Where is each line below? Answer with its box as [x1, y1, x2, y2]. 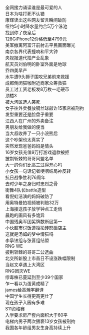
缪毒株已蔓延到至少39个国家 [5, 274, 63, 280]
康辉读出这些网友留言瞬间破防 [5, 17, 66, 23]
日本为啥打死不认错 [5, 11, 45, 17]
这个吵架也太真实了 [5, 137, 45, 143]
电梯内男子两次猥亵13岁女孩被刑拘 [5, 318, 76, 324]
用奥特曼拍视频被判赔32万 [5, 199, 59, 206]
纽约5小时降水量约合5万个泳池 [5, 23, 67, 29]
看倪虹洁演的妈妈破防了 [5, 193, 53, 199]
